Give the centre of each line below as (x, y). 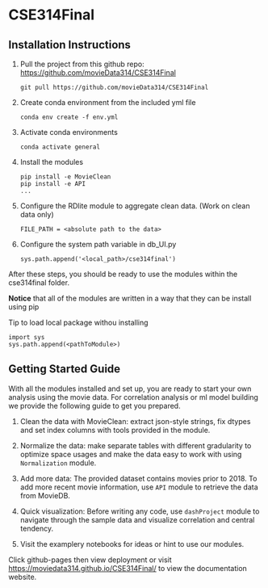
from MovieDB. (45, 495)
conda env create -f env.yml (69, 117)
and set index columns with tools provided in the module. (115, 430)
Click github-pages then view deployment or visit (90, 560)
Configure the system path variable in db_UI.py (98, 244)
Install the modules (51, 162)
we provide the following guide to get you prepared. (94, 405)
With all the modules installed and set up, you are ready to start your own (130, 388)
